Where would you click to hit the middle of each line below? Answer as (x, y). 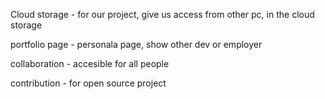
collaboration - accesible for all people (90, 63)
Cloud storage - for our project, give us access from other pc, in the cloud (162, 14)
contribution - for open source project (88, 83)
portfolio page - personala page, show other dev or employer (136, 44)
